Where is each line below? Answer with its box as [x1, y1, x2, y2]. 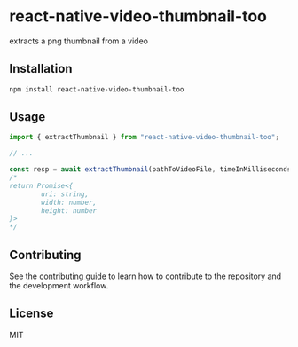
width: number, [41, 198, 98, 207]
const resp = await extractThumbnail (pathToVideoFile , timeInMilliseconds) [9, 165, 295, 174]
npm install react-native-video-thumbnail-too [9, 84, 184, 94]
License [9, 306, 54, 321]
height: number [41, 206, 98, 215]
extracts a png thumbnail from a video [9, 35, 149, 46]
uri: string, [41, 189, 90, 199]
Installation [9, 61, 73, 76]
